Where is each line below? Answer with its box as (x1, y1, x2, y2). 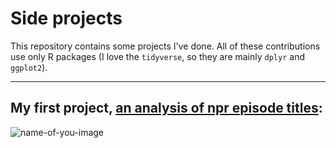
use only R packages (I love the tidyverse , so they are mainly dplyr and (10, 50, 305, 62)
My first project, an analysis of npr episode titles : (10, 100, 323, 117)
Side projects (10, 7, 123, 30)
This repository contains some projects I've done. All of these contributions (10, 40, 321, 52)
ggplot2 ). (10, 61, 48, 73)
